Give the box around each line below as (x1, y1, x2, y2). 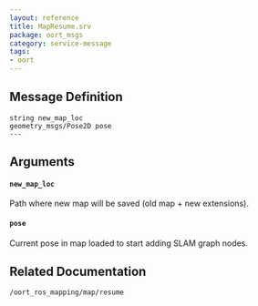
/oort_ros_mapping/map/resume (9, 288, 125, 297)
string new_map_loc (9, 113, 84, 123)
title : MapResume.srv (9, 22, 92, 31)
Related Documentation (9, 264, 147, 279)
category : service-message (9, 38, 112, 48)
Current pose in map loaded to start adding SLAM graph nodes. (9, 238, 249, 249)
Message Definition (9, 89, 123, 105)
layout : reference (9, 13, 79, 23)
